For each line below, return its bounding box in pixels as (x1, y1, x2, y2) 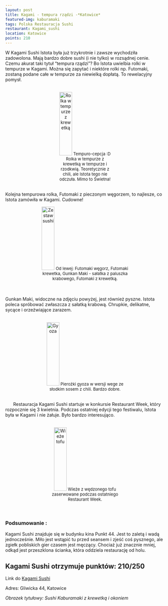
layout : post (5, 7, 33, 13)
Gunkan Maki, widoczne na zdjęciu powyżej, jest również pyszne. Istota (5, 296, 155, 302)
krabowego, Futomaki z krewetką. (52, 276, 118, 281)
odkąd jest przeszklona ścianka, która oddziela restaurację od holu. (5, 547, 146, 553)
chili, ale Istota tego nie (62, 171, 108, 177)
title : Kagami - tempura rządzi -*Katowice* (5, 12, 101, 17)
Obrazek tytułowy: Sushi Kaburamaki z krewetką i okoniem (5, 595, 129, 601)
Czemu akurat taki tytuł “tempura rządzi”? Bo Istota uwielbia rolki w (5, 60, 146, 66)
